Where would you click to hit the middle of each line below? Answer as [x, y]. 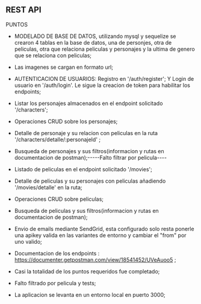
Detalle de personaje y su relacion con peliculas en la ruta [86, 133]
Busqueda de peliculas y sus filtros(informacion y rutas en [86, 211]
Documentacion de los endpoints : [57, 253]
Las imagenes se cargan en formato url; [64, 67]
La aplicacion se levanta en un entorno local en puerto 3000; [90, 294]
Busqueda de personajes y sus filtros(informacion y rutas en [89, 151]
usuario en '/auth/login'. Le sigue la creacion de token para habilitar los [102, 85]
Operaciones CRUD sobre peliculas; [59, 199]
